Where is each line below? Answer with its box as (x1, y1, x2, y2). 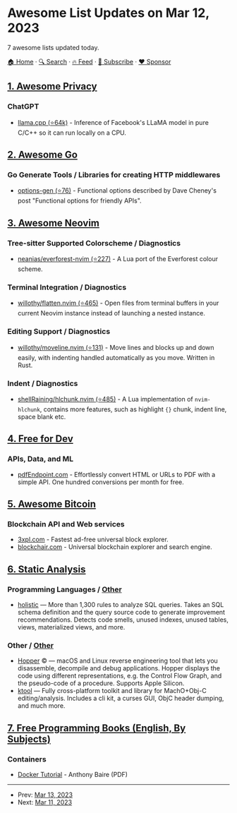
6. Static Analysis (7, 563, 86, 575)
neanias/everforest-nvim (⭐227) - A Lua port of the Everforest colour (17, 255, 219, 263)
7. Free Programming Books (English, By (7, 722, 186, 734)
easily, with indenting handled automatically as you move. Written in (17, 353, 215, 361)
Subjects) (7, 733, 51, 745)
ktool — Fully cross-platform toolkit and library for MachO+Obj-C (17, 687, 207, 695)
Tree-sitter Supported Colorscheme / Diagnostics (7, 238, 181, 248)
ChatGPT (7, 102, 39, 112)
